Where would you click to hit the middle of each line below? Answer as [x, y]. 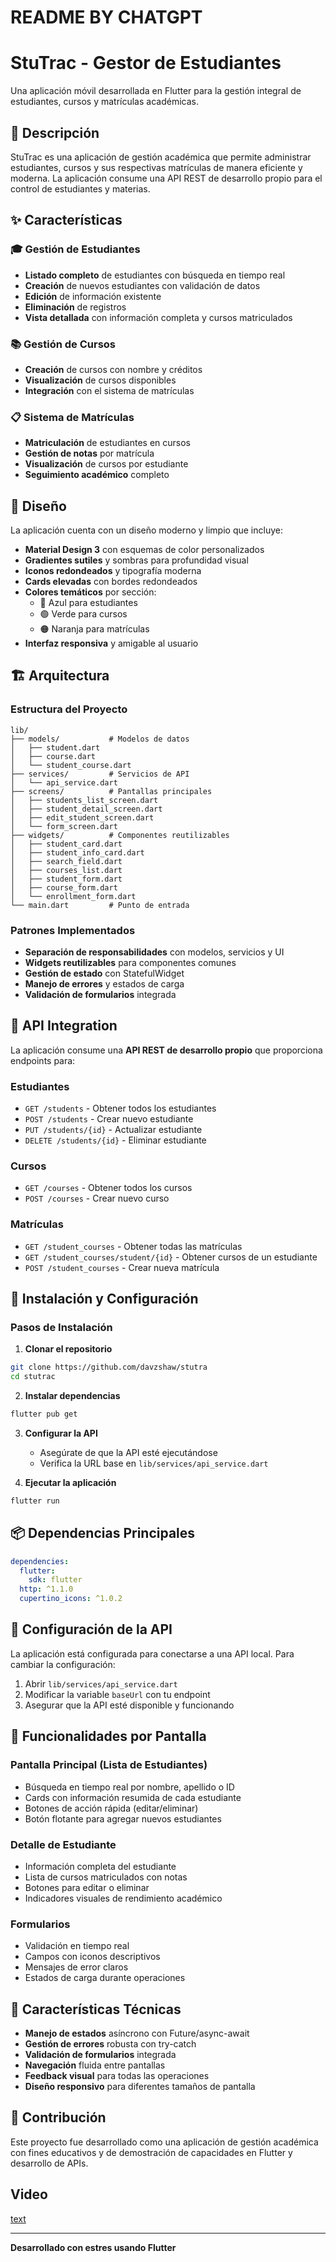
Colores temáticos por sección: [90, 592]
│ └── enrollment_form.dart [73, 896]
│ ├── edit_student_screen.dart [82, 817]
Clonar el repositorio [68, 1349]
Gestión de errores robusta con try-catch [110, 2044]
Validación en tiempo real [77, 1946]
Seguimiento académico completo [97, 475]
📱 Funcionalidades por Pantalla [108, 1736]
